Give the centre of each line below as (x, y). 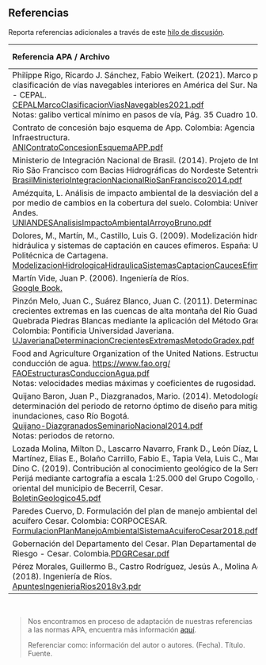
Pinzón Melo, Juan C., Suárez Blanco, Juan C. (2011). (112, 300)
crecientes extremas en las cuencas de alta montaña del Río (124, 311)
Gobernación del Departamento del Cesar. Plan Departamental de (135, 544)
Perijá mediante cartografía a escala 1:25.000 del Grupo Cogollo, (134, 478)
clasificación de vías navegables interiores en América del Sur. (129, 85)
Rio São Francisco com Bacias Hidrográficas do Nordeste (119, 170)
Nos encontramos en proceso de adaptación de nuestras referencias (140, 621)
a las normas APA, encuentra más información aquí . (112, 629)
